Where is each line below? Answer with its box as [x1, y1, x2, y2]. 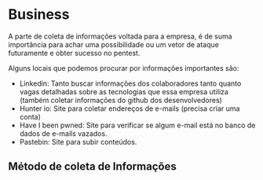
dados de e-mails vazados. [19, 128, 108, 138]
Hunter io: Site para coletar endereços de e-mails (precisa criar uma [19, 104, 240, 113]
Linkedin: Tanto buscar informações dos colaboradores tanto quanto [19, 79, 242, 88]
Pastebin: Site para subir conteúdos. [19, 137, 137, 146]
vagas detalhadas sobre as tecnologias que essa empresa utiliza [19, 86, 229, 96]
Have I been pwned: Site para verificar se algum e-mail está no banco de [19, 120, 256, 130]
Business [8, 6, 70, 24]
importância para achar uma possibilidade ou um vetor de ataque [8, 39, 220, 49]
